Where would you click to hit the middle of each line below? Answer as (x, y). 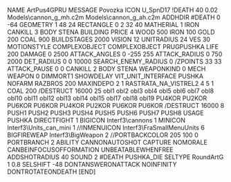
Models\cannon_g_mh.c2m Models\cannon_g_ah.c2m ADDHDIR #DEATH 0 (114, 17)
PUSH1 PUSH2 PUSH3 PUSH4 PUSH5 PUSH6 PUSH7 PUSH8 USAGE (105, 113)
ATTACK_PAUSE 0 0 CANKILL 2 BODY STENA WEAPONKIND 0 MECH (107, 69)
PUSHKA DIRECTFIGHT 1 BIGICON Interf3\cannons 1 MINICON (96, 120)
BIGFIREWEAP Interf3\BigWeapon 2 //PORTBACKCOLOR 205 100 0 (103, 135)
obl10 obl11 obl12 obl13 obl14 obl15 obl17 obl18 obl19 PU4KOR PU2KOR (107, 98)
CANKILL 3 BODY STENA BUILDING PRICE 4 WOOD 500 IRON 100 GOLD (111, 32)
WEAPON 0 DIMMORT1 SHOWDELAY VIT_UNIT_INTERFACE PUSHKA (105, 76)
